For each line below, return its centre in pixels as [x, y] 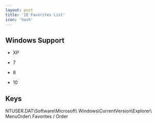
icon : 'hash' [19, 19]
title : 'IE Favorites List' [35, 15]
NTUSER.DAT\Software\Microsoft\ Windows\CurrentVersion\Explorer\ [79, 111]
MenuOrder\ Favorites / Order [37, 116]
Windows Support [35, 40]
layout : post [19, 10]
